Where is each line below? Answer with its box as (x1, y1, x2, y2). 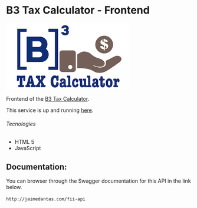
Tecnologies (6, 120, 36, 127)
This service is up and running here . (6, 107, 94, 114)
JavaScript (14, 145, 41, 152)
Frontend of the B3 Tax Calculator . (6, 95, 90, 102)
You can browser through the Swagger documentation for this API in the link (6, 177, 191, 184)
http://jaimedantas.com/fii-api (6, 196, 86, 202)
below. (6, 183, 22, 190)
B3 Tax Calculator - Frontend (6, 4, 150, 17)
